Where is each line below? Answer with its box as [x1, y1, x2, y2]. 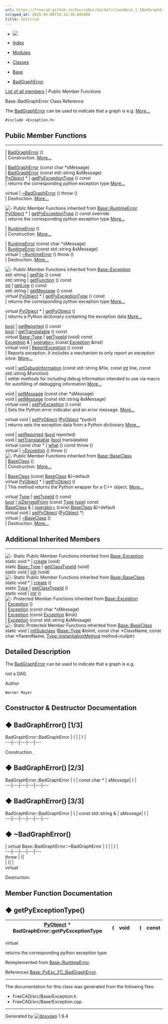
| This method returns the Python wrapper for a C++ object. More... [5, 484, 144, 490]
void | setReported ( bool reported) [5, 431, 76, 437]
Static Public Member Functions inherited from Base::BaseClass [13, 575, 145, 580]
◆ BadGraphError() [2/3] [5, 764, 84, 772]
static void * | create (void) [5, 558, 60, 564]
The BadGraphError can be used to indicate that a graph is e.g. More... [5, 108, 150, 114]
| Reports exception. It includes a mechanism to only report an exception [5, 350, 155, 356]
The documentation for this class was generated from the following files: [5, 983, 155, 989]
